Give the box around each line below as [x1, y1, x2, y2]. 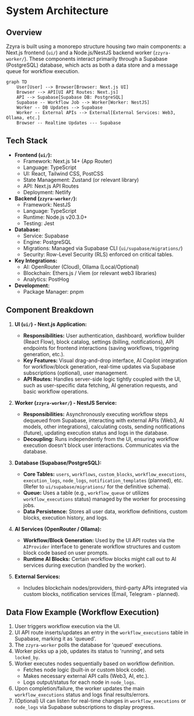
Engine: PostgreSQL [23, 238, 72, 245]
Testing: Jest [23, 219, 55, 226]
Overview [6, 27, 43, 37]
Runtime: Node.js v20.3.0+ [23, 214, 87, 221]
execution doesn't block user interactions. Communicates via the [23, 442, 179, 449]
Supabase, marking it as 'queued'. [14, 635, 97, 642]
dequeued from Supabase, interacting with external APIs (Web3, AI [23, 416, 185, 424]
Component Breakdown [6, 305, 94, 315]
